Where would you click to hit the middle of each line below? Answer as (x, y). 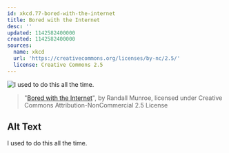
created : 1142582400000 (41, 39)
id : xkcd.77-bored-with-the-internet (61, 13)
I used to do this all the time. (47, 143)
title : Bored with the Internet (53, 20)
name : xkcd (29, 52)
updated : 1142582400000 (41, 33)
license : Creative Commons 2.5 (58, 65)
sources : (20, 45)
